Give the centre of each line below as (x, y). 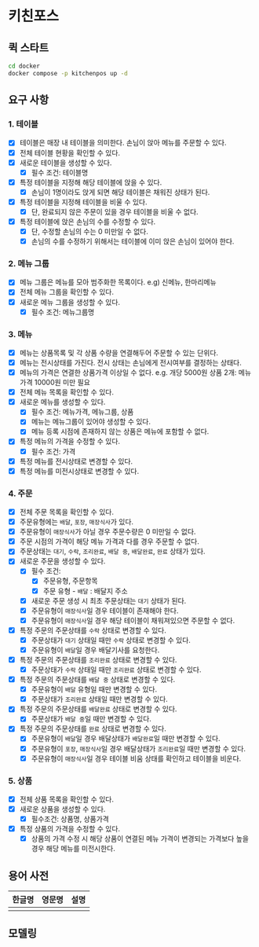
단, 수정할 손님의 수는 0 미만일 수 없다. (90, 231)
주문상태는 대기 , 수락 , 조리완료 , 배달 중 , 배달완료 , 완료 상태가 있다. (112, 552)
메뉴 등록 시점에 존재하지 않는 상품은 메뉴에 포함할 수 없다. (120, 431)
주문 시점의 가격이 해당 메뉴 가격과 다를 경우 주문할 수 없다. (109, 541)
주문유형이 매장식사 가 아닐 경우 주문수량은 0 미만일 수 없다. (108, 532)
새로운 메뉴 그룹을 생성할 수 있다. (69, 302)
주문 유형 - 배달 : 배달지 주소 (85, 591)
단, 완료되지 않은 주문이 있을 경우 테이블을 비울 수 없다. (115, 211)
